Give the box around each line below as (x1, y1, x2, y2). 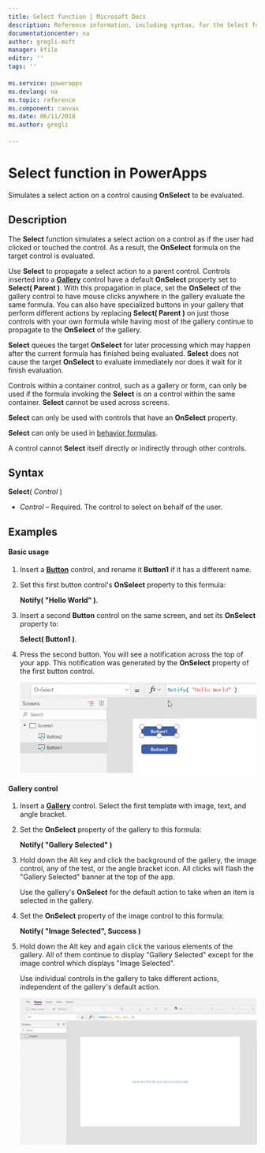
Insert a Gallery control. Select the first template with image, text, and (19, 801, 247, 810)
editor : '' (8, 54, 44, 62)
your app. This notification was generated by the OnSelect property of (19, 658, 250, 668)
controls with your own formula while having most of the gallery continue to (8, 316, 254, 326)
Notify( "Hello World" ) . (19, 596, 99, 605)
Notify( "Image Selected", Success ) (19, 927, 141, 936)
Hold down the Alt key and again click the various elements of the (19, 941, 233, 951)
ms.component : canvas (8, 104, 80, 112)
